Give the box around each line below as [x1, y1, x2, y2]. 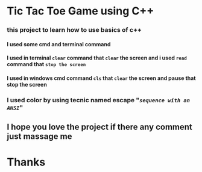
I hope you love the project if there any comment [7, 122, 192, 132]
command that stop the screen [7, 61, 86, 68]
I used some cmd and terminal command [7, 40, 111, 48]
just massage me [7, 131, 72, 142]
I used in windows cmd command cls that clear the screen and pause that [7, 74, 196, 82]
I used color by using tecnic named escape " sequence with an [7, 96, 191, 104]
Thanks [7, 155, 46, 169]
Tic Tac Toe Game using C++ [7, 4, 154, 18]
